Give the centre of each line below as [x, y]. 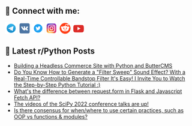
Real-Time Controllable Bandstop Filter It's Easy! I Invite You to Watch [99, 78]
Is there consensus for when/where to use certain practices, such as [98, 110]
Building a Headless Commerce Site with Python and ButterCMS [93, 65]
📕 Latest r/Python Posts [50, 51]
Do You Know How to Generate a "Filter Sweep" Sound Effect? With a [100, 72]
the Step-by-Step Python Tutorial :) [57, 85]
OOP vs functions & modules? [50, 116]
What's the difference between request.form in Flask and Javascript [98, 91]
